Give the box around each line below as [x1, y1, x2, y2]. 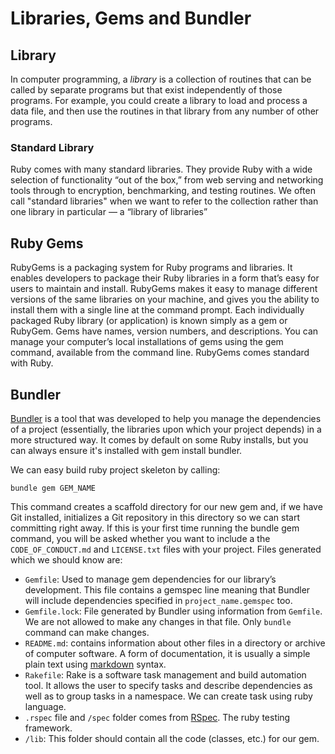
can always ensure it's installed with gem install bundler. [10, 444, 243, 456]
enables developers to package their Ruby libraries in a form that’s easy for [10, 272, 320, 284]
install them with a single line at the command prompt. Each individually [10, 304, 305, 316]
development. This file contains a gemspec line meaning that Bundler [24, 583, 311, 596]
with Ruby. [10, 357, 54, 369]
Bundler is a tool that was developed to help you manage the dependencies [10, 412, 322, 424]
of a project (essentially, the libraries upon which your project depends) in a [10, 423, 322, 435]
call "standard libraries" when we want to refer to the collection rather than [10, 195, 319, 207]
